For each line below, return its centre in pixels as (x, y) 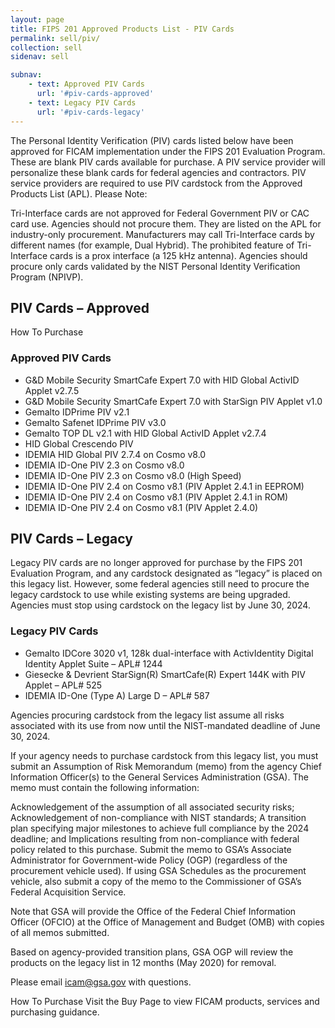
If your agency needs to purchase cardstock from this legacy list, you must (164, 755)
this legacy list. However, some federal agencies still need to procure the (160, 584)
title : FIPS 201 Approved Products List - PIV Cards (122, 29)
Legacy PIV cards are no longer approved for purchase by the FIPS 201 (156, 563)
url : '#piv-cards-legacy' (90, 112)
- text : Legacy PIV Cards (82, 102)
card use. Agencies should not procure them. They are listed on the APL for (166, 223)
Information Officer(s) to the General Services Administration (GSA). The (159, 777)
